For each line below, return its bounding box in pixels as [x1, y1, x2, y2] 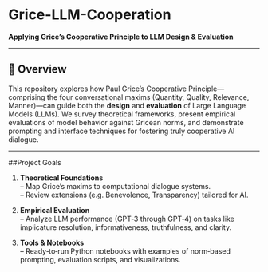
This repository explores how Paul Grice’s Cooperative [8, 84, 187, 93]
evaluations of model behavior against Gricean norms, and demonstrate [8, 117, 245, 127]
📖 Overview [8, 62, 67, 77]
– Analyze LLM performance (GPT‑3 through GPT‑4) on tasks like [19, 214, 235, 223]
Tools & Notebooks [19, 238, 85, 247]
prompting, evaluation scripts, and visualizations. [19, 254, 181, 264]
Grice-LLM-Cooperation [8, 6, 171, 24]
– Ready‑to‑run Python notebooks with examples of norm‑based [19, 246, 231, 256]
